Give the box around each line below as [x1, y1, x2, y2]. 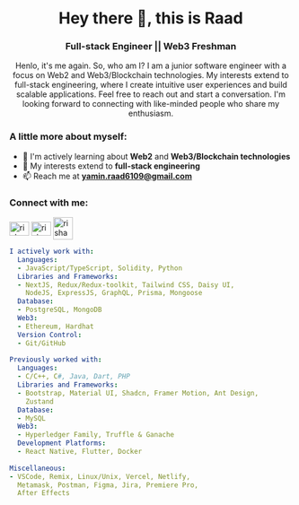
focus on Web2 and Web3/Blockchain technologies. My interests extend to [13, 70, 289, 81]
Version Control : [17, 330, 83, 339]
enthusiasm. [128, 108, 173, 119]
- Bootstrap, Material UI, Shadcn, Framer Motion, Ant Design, [17, 388, 259, 397]
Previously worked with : [9, 355, 102, 364]
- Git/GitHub [17, 338, 66, 348]
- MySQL [17, 414, 47, 422]
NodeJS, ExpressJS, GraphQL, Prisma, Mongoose [25, 289, 203, 298]
